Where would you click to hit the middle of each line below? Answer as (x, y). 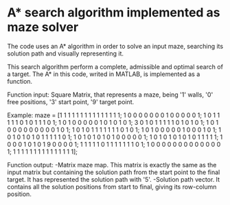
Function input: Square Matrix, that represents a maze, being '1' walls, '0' (110, 95)
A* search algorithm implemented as (114, 13)
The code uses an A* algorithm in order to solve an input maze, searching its (115, 46)
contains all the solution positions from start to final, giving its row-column (112, 186)
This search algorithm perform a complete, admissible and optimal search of (115, 67)
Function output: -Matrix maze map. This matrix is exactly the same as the (112, 165)
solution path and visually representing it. (66, 53)
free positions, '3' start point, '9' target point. (71, 101)
